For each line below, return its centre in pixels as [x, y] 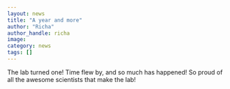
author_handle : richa [39, 33]
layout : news [26, 14]
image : [17, 40]
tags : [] [20, 53]
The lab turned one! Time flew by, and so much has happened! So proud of [115, 72]
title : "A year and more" [45, 20]
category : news [29, 46]
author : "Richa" [31, 26]
